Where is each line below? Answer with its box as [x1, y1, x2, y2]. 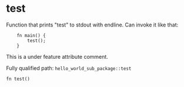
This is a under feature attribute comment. [6, 53, 109, 60]
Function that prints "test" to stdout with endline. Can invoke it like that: [6, 21, 179, 28]
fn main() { [16, 32, 46, 38]
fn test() [6, 76, 31, 82]
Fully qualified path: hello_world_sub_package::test [6, 64, 132, 72]
